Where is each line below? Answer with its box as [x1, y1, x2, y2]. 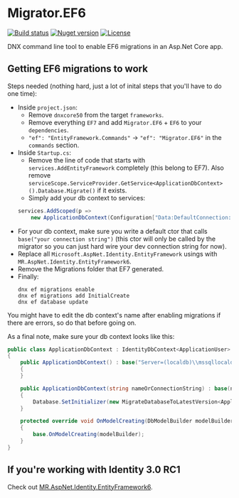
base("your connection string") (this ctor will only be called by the [17, 234, 216, 243]
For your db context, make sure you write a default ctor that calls [17, 227, 208, 235]
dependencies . [28, 126, 69, 134]
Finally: [17, 272, 39, 281]
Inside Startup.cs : [17, 148, 71, 157]
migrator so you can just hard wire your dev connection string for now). [17, 242, 227, 250]
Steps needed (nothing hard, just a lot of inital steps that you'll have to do [7, 82, 222, 90]
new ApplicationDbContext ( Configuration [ [31, 214, 155, 221]
